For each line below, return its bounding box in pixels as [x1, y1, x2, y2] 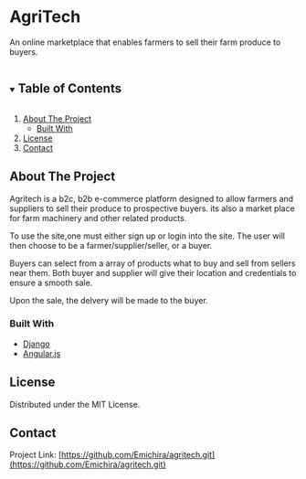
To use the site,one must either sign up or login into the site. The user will [9, 230, 286, 241]
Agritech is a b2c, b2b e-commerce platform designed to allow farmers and [9, 193, 294, 204]
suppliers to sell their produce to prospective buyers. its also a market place [9, 203, 295, 214]
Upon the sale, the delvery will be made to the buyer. [9, 294, 208, 305]
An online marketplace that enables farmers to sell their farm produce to [9, 37, 281, 48]
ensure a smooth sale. [9, 277, 93, 288]
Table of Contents [17, 80, 121, 97]
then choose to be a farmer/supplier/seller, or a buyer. [9, 239, 213, 250]
